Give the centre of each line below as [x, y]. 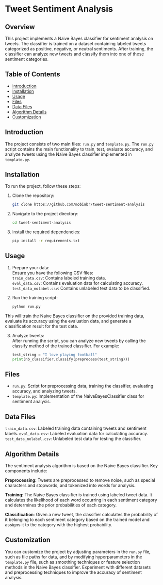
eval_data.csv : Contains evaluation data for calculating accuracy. [77, 283]
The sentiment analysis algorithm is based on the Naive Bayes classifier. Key [81, 465]
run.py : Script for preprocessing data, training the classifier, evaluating [83, 386]
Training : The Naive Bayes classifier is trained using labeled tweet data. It [79, 495]
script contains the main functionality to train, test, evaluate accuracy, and [79, 149]
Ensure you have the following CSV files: [53, 273]
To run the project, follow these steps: [43, 186]
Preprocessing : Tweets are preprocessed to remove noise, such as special [80, 480]
